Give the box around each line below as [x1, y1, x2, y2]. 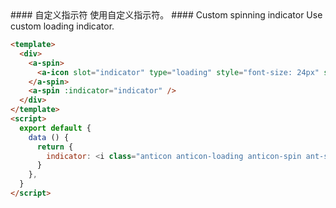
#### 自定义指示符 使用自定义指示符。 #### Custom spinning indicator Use [10, 9, 323, 21]
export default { [19, 123, 92, 133]
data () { [28, 132, 70, 142]
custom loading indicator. [10, 20, 115, 32]
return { [36, 142, 74, 152]
